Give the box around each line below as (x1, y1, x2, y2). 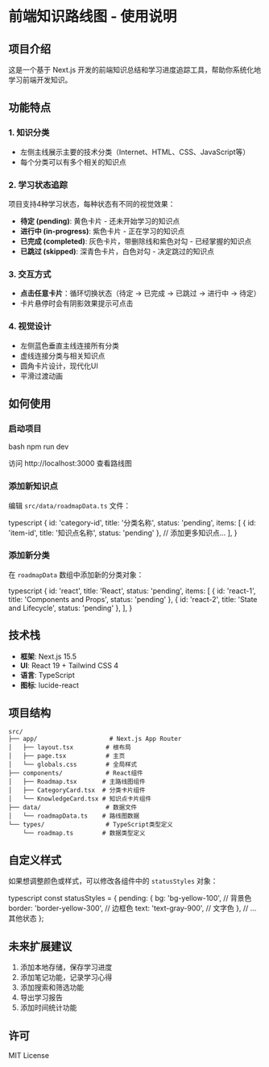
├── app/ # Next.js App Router (8, 735, 182, 743)
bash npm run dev (8, 441, 69, 452)
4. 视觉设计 (8, 320, 52, 332)
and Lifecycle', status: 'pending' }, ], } (8, 603, 133, 613)
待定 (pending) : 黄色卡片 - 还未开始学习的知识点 (19, 215, 180, 226)
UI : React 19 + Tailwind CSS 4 (19, 660, 119, 670)
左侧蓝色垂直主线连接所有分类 (19, 341, 119, 350)
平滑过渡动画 (19, 370, 63, 380)
